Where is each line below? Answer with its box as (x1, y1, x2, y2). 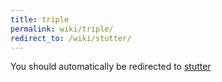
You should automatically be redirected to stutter (10, 61, 212, 73)
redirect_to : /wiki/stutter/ (10, 33, 132, 43)
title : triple (10, 14, 70, 25)
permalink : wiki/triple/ (10, 24, 114, 34)
